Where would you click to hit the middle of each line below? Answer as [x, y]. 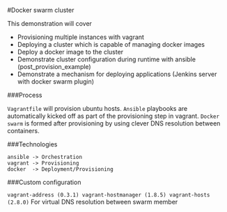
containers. [23, 131]
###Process [25, 95]
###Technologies [32, 144]
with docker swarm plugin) [56, 82]
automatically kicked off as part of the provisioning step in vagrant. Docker [113, 116]
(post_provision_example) [54, 67]
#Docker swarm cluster [41, 10]
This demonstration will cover [50, 23]
